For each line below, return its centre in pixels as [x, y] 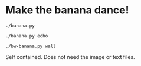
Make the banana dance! [67, 10]
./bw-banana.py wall [31, 46]
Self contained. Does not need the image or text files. [70, 57]
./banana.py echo [27, 36]
